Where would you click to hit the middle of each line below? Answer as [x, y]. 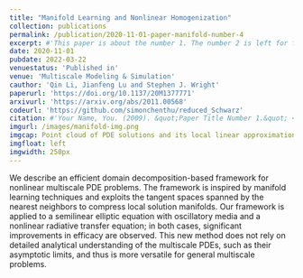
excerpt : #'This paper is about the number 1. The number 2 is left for [149, 43]
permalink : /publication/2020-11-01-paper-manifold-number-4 [127, 34]
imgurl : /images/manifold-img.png [74, 127]
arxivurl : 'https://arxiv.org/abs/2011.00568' [98, 102]
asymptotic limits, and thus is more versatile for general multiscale [132, 255]
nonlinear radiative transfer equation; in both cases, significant [125, 226]
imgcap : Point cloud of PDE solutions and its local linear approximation [153, 135]
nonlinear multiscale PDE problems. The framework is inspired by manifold [148, 187]
